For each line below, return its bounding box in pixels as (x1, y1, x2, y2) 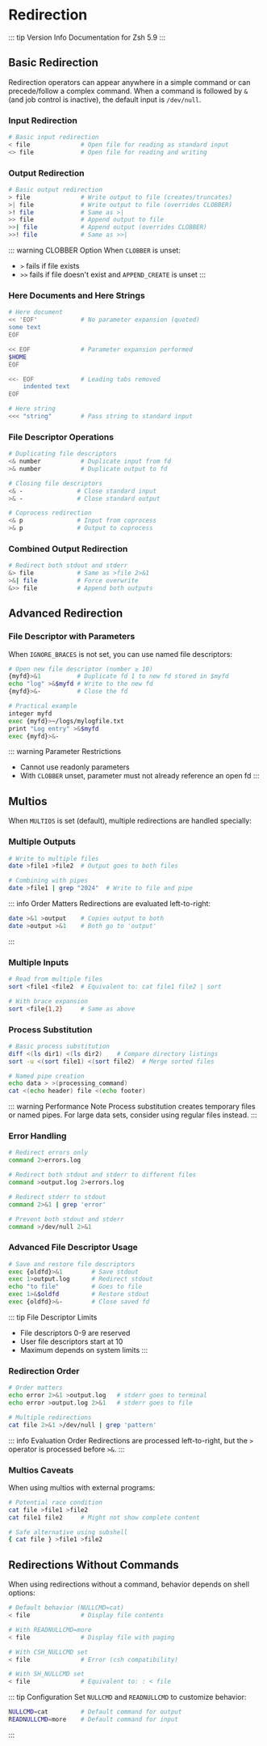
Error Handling (8, 1130, 67, 1142)
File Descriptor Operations (8, 431, 115, 443)
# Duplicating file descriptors (8, 450, 117, 458)
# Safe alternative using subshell (8, 1528, 128, 1536)
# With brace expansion (8, 997, 89, 1005)
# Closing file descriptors (8, 479, 103, 487)
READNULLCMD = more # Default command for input (8, 1715, 179, 1723)
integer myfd (8, 710, 52, 718)
